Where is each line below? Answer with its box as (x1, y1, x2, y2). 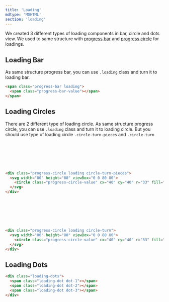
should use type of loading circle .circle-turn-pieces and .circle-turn (5, 131, 154, 137)
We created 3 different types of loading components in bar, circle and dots (5, 31, 160, 37)
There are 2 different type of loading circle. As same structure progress (5, 121, 153, 127)
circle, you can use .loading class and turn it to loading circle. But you (5, 126, 151, 132)
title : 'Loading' (5, 7, 42, 13)
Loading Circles (5, 108, 55, 116)
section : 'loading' (5, 17, 46, 22)
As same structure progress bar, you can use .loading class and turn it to (5, 69, 157, 75)
